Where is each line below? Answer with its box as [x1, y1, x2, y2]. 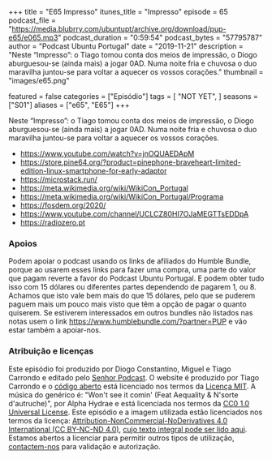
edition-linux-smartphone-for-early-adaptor [19, 166, 167, 175]
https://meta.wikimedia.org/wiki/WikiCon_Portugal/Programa [19, 192, 224, 201]
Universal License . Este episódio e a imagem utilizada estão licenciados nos [8, 407, 263, 417]
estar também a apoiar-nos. [8, 325, 101, 335]
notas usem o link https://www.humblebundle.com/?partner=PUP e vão [8, 316, 248, 327]
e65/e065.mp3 [8, 32, 58, 42]
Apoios [8, 238, 38, 249]
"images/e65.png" [8, 76, 70, 85]
